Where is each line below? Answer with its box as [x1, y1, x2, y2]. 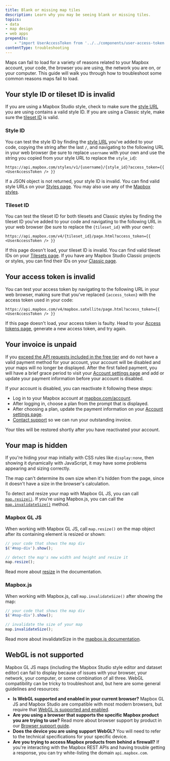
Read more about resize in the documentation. [5, 569, 103, 575]
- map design [5, 26, 33, 32]
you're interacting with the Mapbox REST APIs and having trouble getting [12, 744, 165, 750]
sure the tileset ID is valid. [5, 114, 59, 120]
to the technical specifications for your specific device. [12, 733, 128, 740]
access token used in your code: [5, 297, 74, 303]
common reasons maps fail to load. [5, 75, 79, 81]
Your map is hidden [5, 441, 67, 450]
